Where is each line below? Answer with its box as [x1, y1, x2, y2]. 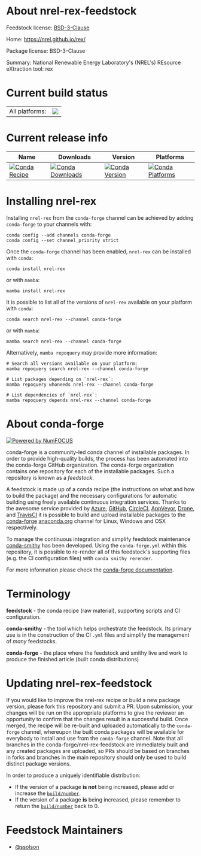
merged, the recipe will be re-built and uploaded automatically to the [6, 722, 175, 729]
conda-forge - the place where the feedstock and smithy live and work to [6, 649, 188, 657]
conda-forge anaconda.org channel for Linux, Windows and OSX [6, 517, 166, 525]
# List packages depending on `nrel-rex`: [6, 376, 114, 382]
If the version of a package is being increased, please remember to [14, 795, 181, 803]
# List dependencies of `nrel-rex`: [6, 392, 98, 398]
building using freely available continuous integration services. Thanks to [6, 498, 187, 506]
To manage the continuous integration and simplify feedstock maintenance [6, 535, 191, 543]
